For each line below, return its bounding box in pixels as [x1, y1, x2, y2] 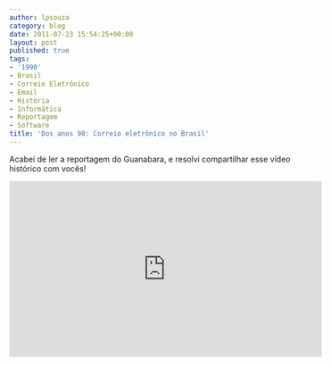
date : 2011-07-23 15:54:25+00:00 [9, 29, 134, 38]
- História [9, 96, 50, 105]
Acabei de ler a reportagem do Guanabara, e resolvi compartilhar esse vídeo [9, 154, 291, 164]
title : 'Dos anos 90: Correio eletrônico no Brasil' [9, 129, 210, 138]
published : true [9, 46, 70, 55]
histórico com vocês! [9, 162, 87, 174]
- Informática [9, 104, 62, 113]
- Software [9, 121, 50, 130]
